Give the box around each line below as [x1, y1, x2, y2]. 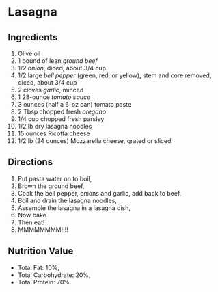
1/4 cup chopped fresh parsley [17, 115, 105, 123]
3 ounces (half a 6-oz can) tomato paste [17, 101, 132, 108]
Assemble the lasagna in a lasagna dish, [17, 203, 131, 212]
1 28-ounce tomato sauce [17, 93, 91, 101]
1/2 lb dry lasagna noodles [17, 122, 92, 130]
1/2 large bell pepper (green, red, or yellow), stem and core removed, [17, 71, 212, 79]
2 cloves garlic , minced [17, 86, 84, 94]
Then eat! [17, 218, 45, 226]
